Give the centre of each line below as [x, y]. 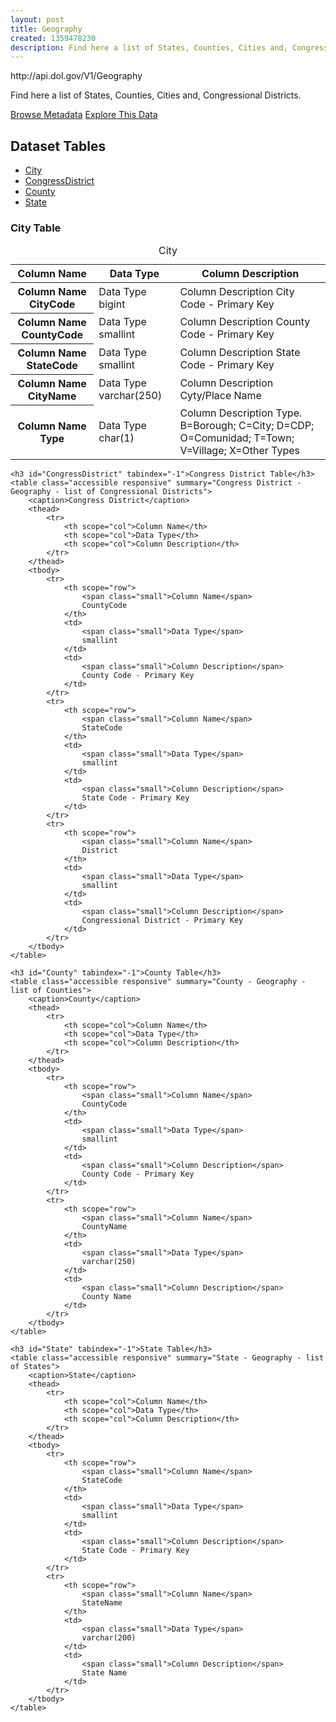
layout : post [37, 19]
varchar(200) [109, 1637]
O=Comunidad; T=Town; [237, 438]
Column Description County [245, 322]
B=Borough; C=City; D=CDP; [247, 425]
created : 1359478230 [53, 38]
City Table [36, 228]
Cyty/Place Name [220, 396]
